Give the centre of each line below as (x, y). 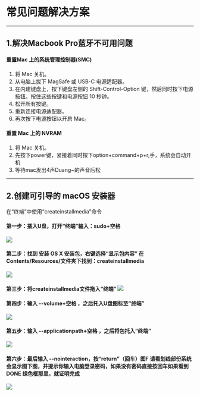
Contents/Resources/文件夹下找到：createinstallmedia (75, 261)
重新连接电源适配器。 (41, 111)
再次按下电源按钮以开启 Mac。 (52, 118)
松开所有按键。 (33, 103)
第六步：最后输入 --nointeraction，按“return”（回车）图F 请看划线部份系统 (99, 359)
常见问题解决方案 (48, 12)
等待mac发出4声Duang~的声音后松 (58, 169)
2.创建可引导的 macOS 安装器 (61, 196)
